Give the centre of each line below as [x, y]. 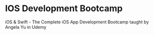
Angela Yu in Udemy [26, 27]
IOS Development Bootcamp [64, 9]
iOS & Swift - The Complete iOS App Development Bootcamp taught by [77, 22]
